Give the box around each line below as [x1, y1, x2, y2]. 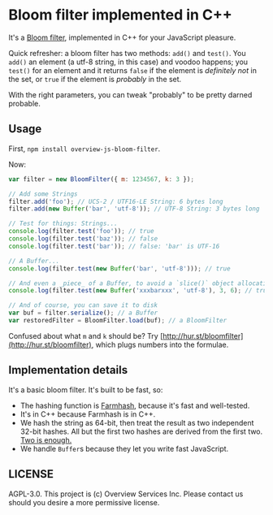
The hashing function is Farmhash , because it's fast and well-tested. [19, 400, 250, 410]
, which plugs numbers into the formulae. [91, 340, 229, 349]
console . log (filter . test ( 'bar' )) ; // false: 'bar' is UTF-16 [8, 242, 220, 250]
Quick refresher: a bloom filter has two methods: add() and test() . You [8, 48, 246, 58]
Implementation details [8, 363, 128, 377]
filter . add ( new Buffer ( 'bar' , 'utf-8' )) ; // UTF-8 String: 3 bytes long [8, 205, 260, 213]
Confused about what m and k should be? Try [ [8, 331, 163, 340]
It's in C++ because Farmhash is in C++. [19, 409, 156, 419]
